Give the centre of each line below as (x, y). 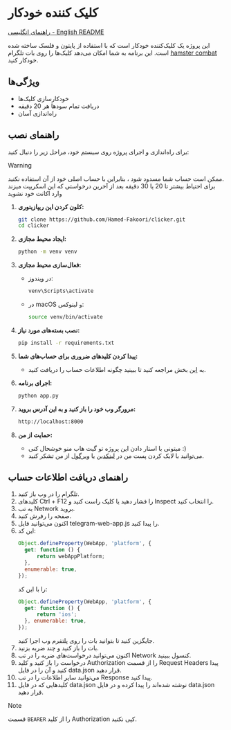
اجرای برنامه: (35, 383)
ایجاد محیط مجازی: (42, 239)
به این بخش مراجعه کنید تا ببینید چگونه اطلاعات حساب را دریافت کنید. (117, 369)
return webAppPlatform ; (71, 557)
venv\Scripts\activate (61, 291)
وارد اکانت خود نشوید (35, 193)
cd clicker (34, 226)
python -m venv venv (47, 252)
